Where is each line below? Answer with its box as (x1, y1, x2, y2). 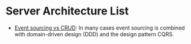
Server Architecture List (5, 4, 129, 18)
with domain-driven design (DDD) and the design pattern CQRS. (14, 30, 175, 37)
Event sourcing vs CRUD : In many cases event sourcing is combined (14, 24, 185, 31)
